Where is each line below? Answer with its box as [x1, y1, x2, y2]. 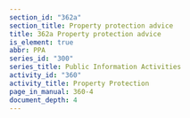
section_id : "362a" [9, 12, 82, 22]
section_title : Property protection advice [9, 21, 174, 30]
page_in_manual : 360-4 [9, 87, 94, 96]
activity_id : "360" [9, 71, 82, 80]
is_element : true [9, 37, 74, 47]
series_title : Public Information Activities [9, 63, 181, 72]
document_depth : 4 [9, 95, 78, 105]
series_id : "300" [9, 54, 74, 63]
